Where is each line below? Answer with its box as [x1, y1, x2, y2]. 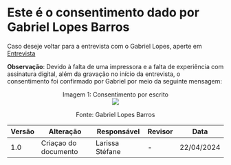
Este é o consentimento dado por [7, 5, 199, 21]
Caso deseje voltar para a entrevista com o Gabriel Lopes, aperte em [7, 42, 202, 50]
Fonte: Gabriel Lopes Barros [76, 110, 155, 118]
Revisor [147, 127, 173, 136]
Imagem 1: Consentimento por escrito [62, 90, 169, 99]
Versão [10, 127, 35, 136]
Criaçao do [41, 138, 77, 148]
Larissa [96, 138, 119, 148]
